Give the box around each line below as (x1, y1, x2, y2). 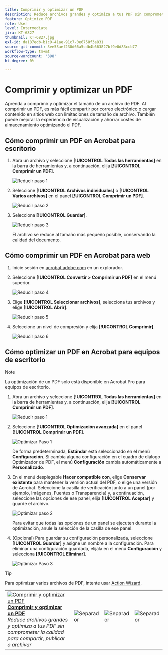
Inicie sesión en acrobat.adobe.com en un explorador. (12, 264, 123, 270)
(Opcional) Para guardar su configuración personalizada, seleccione (12, 535, 153, 541)
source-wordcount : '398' (5, 53, 57, 59)
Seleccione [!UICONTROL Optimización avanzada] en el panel (12, 423, 142, 430)
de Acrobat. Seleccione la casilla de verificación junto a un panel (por (12, 484, 156, 490)
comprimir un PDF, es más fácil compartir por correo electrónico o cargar (5, 106, 156, 112)
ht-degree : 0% (5, 58, 35, 63)
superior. (12, 279, 31, 285)
